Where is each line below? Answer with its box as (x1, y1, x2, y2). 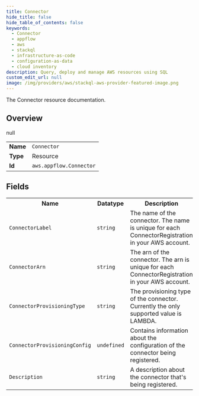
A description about (130, 365, 185, 374)
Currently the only (130, 302, 181, 310)
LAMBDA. (130, 317, 157, 325)
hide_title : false (6, 14, 52, 20)
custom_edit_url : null (6, 74, 62, 80)
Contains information (130, 326, 188, 335)
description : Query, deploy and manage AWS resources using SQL (6, 69, 168, 75)
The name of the (130, 209, 176, 217)
